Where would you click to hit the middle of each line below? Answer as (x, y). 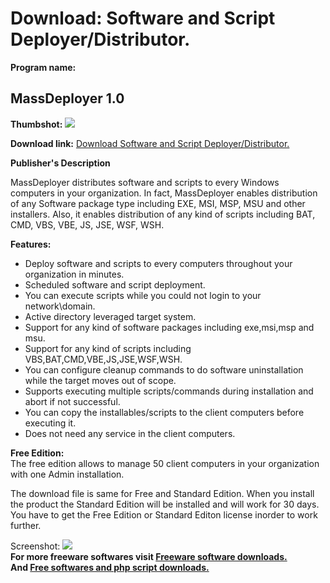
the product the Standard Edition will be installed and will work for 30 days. (165, 504)
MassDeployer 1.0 (67, 98)
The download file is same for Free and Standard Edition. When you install (162, 493)
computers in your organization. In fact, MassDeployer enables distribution (164, 193)
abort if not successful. (72, 401)
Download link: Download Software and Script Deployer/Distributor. (150, 143)
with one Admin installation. (67, 474)
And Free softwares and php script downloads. (110, 567)
